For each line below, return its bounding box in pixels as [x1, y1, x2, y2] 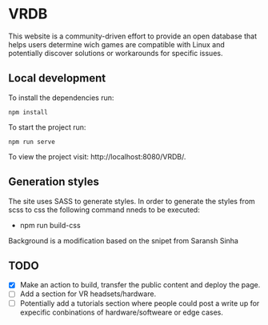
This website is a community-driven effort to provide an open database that [8, 31, 258, 41]
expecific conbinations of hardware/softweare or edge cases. [19, 307, 224, 317]
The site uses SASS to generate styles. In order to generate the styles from [8, 196, 256, 206]
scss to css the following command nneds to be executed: [8, 205, 200, 215]
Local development [8, 71, 106, 85]
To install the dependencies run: [8, 93, 114, 102]
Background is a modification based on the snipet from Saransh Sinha [8, 235, 238, 245]
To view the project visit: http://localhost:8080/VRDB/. [8, 151, 186, 161]
